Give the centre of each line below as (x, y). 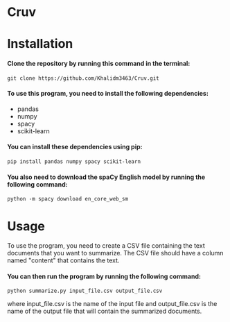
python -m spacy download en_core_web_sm (68, 199)
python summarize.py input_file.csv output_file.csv (85, 291)
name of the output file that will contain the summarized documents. (105, 311)
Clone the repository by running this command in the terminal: (99, 63)
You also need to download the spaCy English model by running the (106, 177)
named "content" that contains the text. (63, 260)
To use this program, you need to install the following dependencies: (108, 94)
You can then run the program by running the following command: (104, 276)
